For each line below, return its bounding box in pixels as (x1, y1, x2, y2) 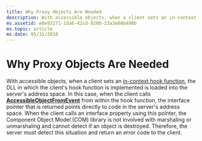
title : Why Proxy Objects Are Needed (6, 8, 102, 15)
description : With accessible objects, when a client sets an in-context (6, 15, 197, 21)
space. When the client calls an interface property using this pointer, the (6, 110, 187, 117)
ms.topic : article (6, 25, 53, 32)
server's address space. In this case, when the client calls (6, 90, 151, 97)
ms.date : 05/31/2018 (6, 31, 59, 38)
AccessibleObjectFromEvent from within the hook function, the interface (6, 97, 190, 104)
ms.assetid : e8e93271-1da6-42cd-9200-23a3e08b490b (6, 20, 137, 26)
